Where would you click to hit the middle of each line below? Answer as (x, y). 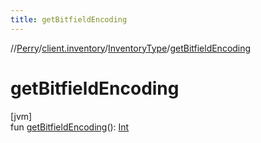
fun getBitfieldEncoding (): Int (70, 127)
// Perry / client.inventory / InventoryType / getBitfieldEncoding (131, 48)
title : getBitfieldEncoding (69, 19)
